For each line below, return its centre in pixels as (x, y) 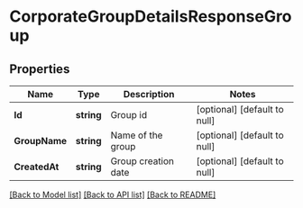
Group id (129, 115)
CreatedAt (37, 167)
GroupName (41, 141)
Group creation (142, 161)
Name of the (137, 135)
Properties (40, 69)
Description (149, 94)
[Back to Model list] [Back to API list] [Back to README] (113, 194)
